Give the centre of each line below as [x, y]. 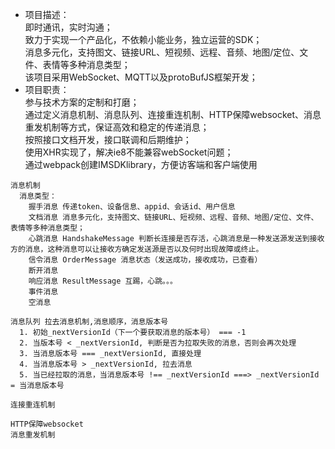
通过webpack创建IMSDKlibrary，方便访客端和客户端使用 [141, 164]
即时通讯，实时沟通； [68, 27]
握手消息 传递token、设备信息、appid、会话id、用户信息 [132, 207]
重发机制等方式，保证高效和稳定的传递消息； [117, 127]
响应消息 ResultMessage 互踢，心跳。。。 [103, 281]
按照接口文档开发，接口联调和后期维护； [108, 139]
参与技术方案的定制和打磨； [82, 102]
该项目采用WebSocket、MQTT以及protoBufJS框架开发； [141, 77]
